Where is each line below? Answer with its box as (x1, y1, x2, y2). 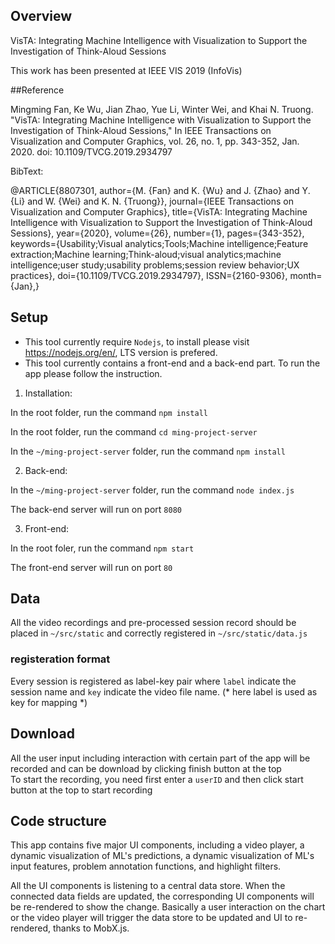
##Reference (10, 84, 65, 96)
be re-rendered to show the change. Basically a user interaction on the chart (10, 901, 326, 913)
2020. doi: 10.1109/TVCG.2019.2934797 (10, 145, 173, 158)
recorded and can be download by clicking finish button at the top (10, 762, 282, 774)
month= (289, 269, 323, 281)
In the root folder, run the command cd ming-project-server (10, 425, 258, 438)
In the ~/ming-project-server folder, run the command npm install (10, 445, 286, 457)
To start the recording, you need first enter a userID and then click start (10, 773, 304, 785)
